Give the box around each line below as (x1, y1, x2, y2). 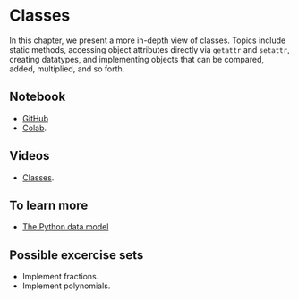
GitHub (21, 112, 49, 123)
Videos (9, 148, 50, 163)
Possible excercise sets (9, 247, 144, 262)
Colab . (21, 122, 47, 133)
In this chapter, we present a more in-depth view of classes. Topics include (9, 35, 286, 46)
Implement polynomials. (21, 280, 111, 291)
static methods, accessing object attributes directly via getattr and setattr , (9, 44, 290, 54)
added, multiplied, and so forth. (9, 63, 125, 74)
